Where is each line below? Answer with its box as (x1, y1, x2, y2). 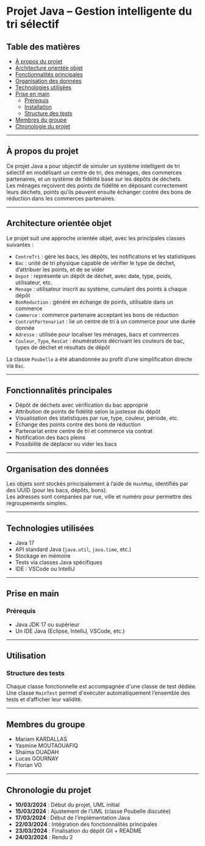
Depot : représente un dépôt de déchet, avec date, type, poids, (15, 272, 173, 279)
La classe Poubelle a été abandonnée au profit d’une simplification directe (6, 356, 192, 363)
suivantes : (6, 241, 34, 248)
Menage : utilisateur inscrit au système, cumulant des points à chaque (15, 285, 187, 293)
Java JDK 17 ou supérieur (15, 621, 80, 628)
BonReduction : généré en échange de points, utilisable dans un (15, 298, 174, 305)
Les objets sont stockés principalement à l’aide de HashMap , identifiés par (6, 480, 189, 487)
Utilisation (6, 651, 46, 661)
